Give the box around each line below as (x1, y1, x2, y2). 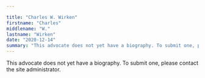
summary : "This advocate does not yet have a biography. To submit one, (6, 43, 195, 49)
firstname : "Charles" (6, 19, 62, 26)
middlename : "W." (6, 26, 51, 32)
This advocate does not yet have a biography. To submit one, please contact (6, 59, 199, 66)
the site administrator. (6, 66, 61, 73)
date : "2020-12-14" (6, 37, 56, 43)
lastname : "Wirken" (6, 31, 56, 37)
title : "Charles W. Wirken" (6, 14, 78, 20)
